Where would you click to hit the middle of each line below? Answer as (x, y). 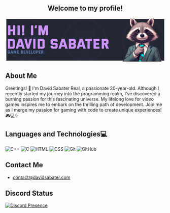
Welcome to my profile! (85, 8)
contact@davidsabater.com (41, 177)
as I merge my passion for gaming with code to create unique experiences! (83, 110)
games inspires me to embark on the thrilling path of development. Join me (84, 104)
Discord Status (29, 193)
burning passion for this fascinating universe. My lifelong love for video (79, 99)
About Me (21, 76)
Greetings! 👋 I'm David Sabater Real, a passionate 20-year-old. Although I (82, 88)
